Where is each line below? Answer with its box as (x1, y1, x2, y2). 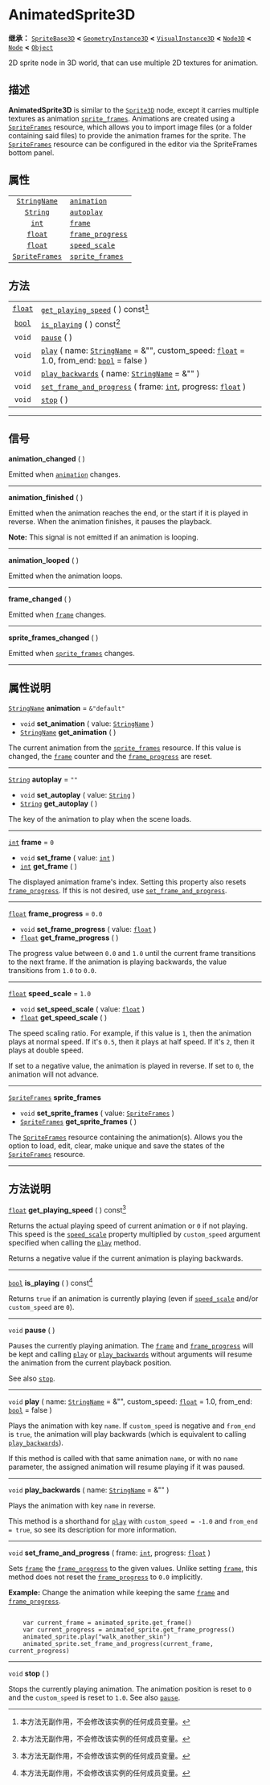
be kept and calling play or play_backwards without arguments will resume (8, 1349, 253, 1359)
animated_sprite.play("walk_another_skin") (22, 1632, 171, 1641)
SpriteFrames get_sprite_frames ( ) (19, 1116, 137, 1126)
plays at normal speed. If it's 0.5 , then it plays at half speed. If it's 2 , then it (8, 1036, 255, 1046)
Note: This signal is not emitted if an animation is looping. (8, 532, 199, 542)
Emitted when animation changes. (8, 469, 121, 479)
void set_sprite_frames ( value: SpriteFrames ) (19, 1108, 175, 1118)
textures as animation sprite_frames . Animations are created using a (8, 113, 235, 123)
